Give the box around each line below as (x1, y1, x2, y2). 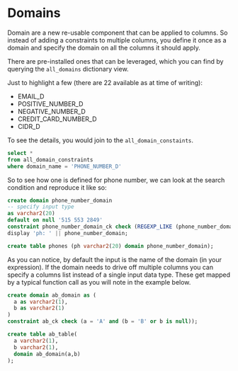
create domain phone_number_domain (7, 197, 113, 204)
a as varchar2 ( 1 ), (13, 298, 69, 305)
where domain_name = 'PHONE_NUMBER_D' (7, 163, 122, 170)
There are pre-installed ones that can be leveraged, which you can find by (7, 57, 224, 65)
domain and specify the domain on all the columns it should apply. (7, 43, 200, 52)
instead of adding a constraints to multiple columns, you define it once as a (7, 35, 227, 44)
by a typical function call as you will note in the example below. (7, 278, 191, 286)
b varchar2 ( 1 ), (13, 343, 59, 351)
